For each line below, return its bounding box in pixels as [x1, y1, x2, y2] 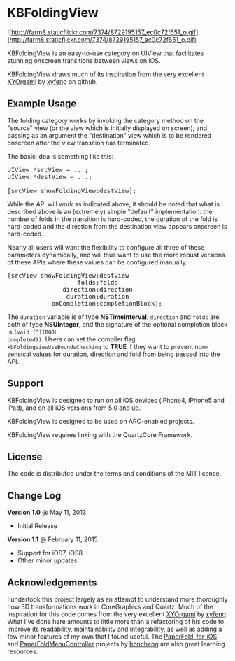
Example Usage [7, 98, 77, 110]
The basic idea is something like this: [7, 152, 114, 160]
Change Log [7, 490, 62, 502]
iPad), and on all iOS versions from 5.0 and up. [7, 404, 141, 412]
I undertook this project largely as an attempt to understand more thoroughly [7, 595, 228, 603]
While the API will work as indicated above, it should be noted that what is [7, 199, 220, 208]
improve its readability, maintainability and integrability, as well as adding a [7, 625, 222, 633]
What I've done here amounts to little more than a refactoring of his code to [7, 618, 225, 625]
